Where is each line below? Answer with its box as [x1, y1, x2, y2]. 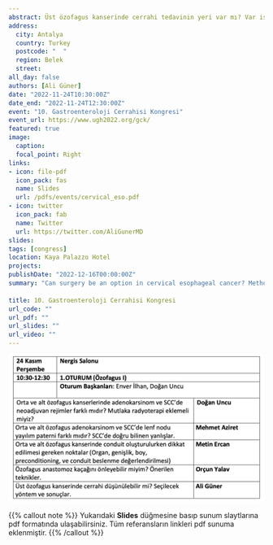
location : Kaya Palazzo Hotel [8, 253, 111, 262]
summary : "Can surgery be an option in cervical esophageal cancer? [8, 279, 245, 287]
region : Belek [15, 56, 63, 64]
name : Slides [15, 185, 60, 193]
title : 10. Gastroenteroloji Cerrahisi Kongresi [8, 296, 176, 304]
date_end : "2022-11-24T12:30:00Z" [8, 98, 126, 107]
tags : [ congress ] [8, 245, 67, 253]
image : [8, 133, 31, 142]
